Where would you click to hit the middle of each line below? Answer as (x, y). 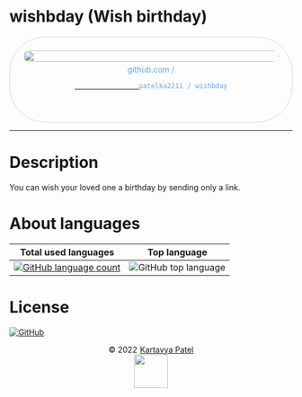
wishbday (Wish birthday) (108, 17)
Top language (177, 251)
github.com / (151, 69)
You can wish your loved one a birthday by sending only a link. (125, 187)
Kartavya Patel (167, 349)
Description (54, 163)
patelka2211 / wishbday (183, 86)
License (40, 307)
